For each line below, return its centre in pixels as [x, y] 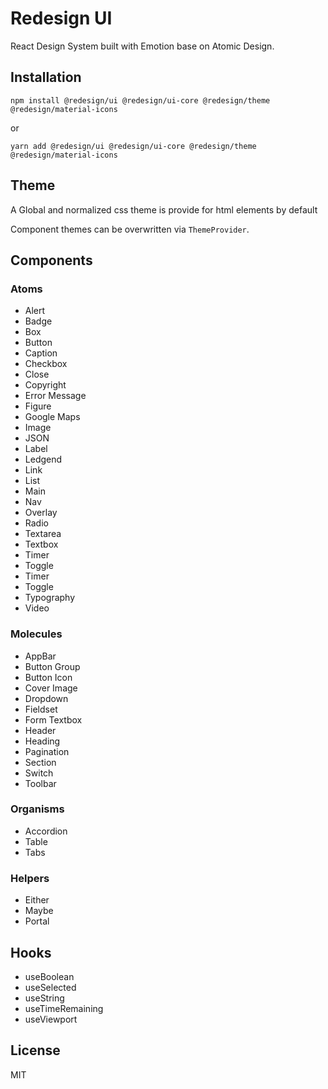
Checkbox [46, 364]
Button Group [52, 666]
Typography [50, 598]
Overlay [41, 513]
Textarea [43, 534]
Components [51, 260]
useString [44, 998]
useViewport [51, 1019]
